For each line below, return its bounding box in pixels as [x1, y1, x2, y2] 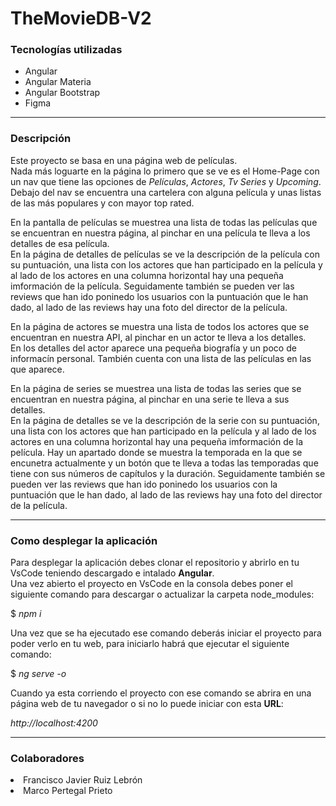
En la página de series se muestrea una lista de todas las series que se [10, 382, 302, 394]
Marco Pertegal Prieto [23, 785, 113, 797]
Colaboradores [10, 752, 85, 765]
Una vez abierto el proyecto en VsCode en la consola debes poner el [10, 578, 293, 590]
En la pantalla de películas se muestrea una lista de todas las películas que [10, 216, 318, 228]
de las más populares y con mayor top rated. [10, 197, 195, 209]
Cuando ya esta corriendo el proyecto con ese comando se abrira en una [10, 687, 312, 699]
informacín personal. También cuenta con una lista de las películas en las [10, 352, 312, 364]
